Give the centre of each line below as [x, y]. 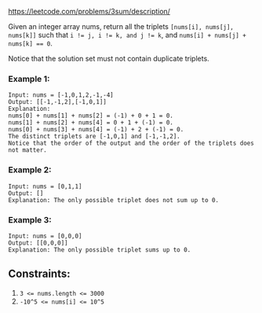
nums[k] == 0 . [30, 43]
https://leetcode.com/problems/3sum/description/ [89, 11]
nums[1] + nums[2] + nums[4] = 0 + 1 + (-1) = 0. [91, 123]
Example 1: [29, 79]
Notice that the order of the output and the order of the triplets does [131, 144]
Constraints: [39, 274]
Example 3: [30, 219]
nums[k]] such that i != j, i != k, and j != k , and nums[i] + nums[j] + [127, 35]
